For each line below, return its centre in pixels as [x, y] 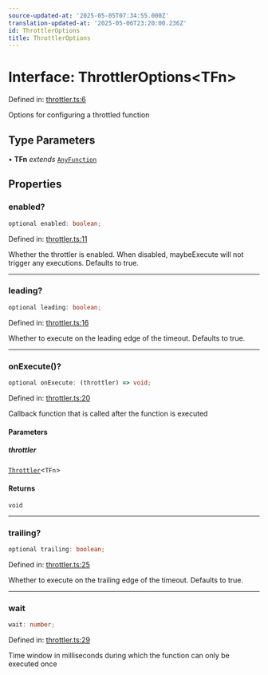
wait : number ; [32, 625]
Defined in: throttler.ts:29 [49, 640]
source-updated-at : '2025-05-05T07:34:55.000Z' [89, 16]
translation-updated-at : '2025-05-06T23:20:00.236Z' [98, 23]
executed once [33, 664]
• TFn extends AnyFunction [53, 159]
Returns [22, 488]
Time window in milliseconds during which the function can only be [119, 656]
